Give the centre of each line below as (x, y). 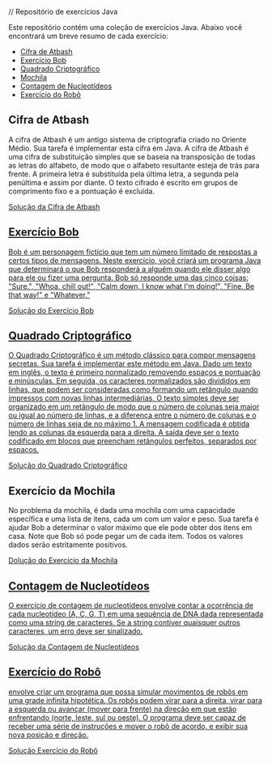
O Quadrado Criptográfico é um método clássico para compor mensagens (132, 355)
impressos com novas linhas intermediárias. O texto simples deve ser (124, 398)
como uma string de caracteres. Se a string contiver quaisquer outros (124, 623)
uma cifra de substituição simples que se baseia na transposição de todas (132, 156)
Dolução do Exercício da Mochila (63, 561)
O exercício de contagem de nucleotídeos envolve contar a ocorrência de (131, 605)
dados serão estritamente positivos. (68, 545)
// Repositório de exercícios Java (63, 12)
